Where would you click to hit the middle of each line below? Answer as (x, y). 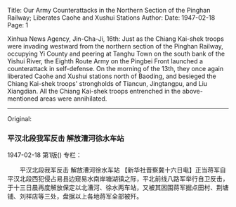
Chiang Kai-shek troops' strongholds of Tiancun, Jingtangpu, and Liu (107, 83)
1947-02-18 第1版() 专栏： (45, 155)
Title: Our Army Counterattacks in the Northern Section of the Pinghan (109, 10)
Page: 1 (18, 25)
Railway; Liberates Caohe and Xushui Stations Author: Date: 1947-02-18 (111, 18)
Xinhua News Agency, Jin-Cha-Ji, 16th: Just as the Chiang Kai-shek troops (116, 39)
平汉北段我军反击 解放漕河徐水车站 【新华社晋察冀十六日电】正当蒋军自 (123, 170)
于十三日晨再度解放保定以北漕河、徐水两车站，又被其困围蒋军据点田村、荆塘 (118, 188)
